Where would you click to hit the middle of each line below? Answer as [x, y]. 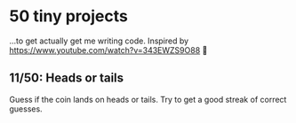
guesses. [26, 109]
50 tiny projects [69, 16]
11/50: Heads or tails [67, 78]
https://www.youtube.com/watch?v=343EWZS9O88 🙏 [108, 50]
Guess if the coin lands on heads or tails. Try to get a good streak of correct [148, 99]
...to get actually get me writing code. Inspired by [99, 41]
